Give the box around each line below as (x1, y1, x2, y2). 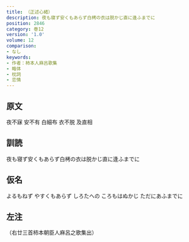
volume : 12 (6, 37, 34, 43)
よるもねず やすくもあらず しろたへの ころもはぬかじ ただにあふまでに (6, 192, 184, 199)
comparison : (6, 43, 37, 49)
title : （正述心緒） (6, 9, 53, 15)
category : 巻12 (6, 26, 44, 32)
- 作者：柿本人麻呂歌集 (6, 60, 58, 66)
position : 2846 (6, 20, 45, 26)
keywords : (6, 54, 32, 60)
